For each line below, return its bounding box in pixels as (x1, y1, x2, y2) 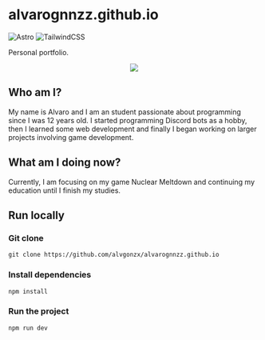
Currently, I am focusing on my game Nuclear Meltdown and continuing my (8, 177, 255, 186)
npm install (8, 287, 48, 295)
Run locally (8, 208, 65, 222)
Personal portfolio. (8, 47, 69, 57)
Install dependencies (8, 270, 92, 281)
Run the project (8, 306, 69, 317)
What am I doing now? (8, 156, 121, 170)
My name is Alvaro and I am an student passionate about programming (8, 106, 242, 117)
